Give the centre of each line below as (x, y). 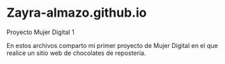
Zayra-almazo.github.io (77, 13)
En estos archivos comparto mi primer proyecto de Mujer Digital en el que (113, 45)
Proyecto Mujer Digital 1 (40, 32)
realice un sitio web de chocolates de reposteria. (76, 53)
